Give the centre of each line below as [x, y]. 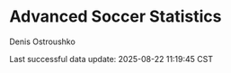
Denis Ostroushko [43, 41]
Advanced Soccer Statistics [115, 17]
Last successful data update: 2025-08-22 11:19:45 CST [111, 59]
